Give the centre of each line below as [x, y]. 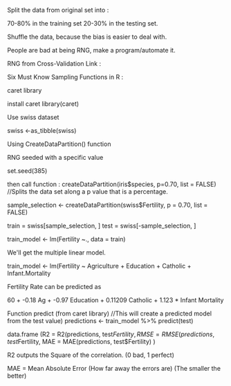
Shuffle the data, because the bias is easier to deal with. [87, 37]
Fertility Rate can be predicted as [54, 287]
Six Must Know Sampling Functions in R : [65, 77]
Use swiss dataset [33, 117]
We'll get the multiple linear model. [56, 252]
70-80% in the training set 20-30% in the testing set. [83, 23]
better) [17, 376]
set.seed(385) [27, 171]
